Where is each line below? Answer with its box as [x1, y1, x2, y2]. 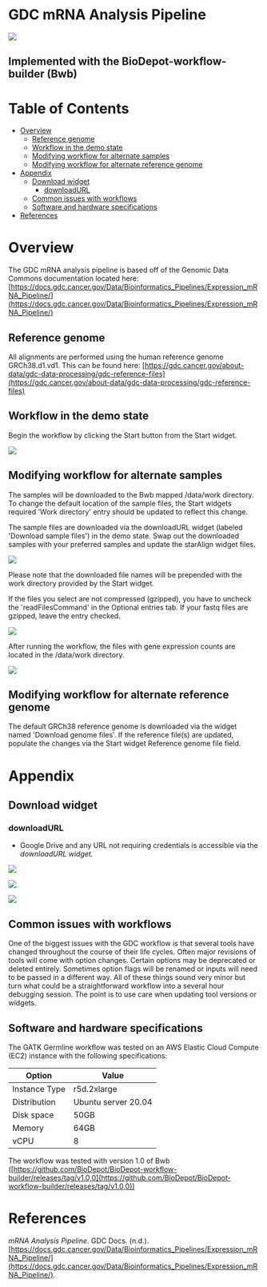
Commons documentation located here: [8, 274, 139, 283]
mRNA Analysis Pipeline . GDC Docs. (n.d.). [8, 1236, 149, 1245]
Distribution [12, 1096, 56, 1107]
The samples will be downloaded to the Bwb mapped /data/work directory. [8, 490, 254, 499]
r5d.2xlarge [73, 1083, 118, 1094]
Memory [12, 1122, 44, 1133]
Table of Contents [8, 99, 130, 118]
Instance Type [12, 1083, 66, 1094]
